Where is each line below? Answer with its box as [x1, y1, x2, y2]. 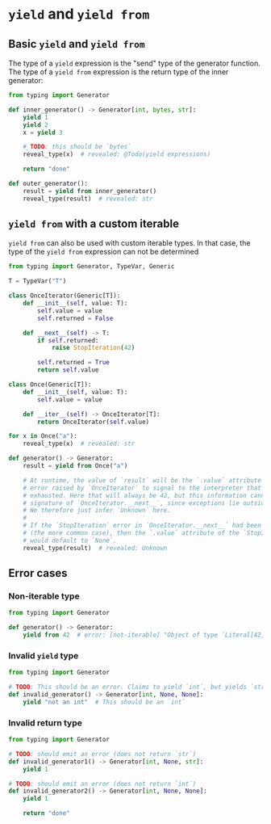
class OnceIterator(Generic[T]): [8, 292, 121, 300]
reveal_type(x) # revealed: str [23, 439, 135, 448]
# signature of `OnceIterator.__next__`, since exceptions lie [23, 498, 240, 507]
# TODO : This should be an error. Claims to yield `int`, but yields [8, 683, 248, 692]
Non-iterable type [8, 591, 80, 602]
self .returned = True [37, 359, 110, 367]
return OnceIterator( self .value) [37, 418, 150, 426]
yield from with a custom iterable [8, 217, 180, 231]
